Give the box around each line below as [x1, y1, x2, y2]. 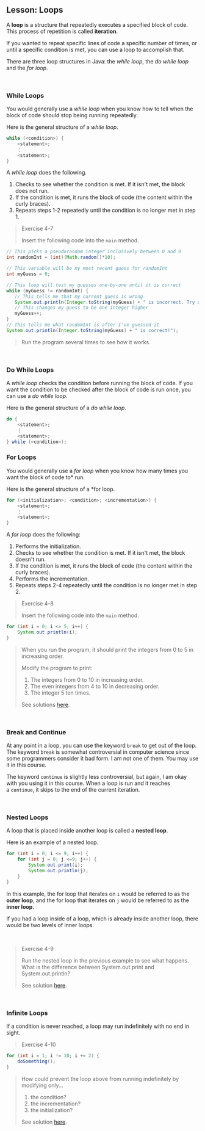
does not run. [15, 187, 49, 195]
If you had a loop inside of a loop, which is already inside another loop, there [6, 915, 199, 922]
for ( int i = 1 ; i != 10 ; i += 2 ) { [6, 1052, 99, 1058]
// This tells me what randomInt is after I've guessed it [6, 322, 160, 328]
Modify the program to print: [21, 664, 93, 671]
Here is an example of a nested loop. [6, 839, 99, 846]
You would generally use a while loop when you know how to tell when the [6, 105, 193, 112]
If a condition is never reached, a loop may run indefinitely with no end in [6, 1022, 190, 1030]
